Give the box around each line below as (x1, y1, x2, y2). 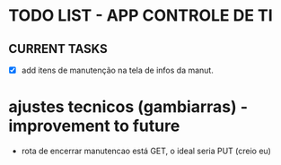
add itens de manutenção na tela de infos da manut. (21, 65, 215, 75)
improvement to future (8, 116, 180, 136)
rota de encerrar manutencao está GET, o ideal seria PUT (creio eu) (21, 145, 271, 156)
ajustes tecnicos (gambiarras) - (8, 97, 249, 117)
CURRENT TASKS (8, 41, 109, 56)
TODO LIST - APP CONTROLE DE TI (8, 5, 273, 26)
